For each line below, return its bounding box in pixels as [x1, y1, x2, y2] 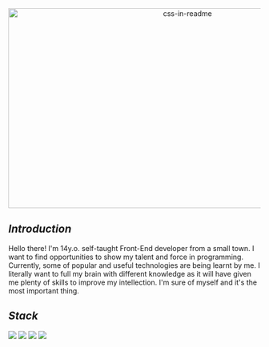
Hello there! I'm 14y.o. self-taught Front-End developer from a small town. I [8, 243, 255, 253]
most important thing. [8, 285, 80, 295]
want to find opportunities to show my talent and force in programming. [8, 252, 244, 261]
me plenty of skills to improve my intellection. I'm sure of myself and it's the [8, 277, 258, 287]
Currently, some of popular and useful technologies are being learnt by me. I [8, 260, 260, 270]
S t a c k [8, 309, 38, 323]
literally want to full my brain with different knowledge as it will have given [8, 269, 252, 278]
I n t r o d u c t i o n [8, 222, 72, 236]
